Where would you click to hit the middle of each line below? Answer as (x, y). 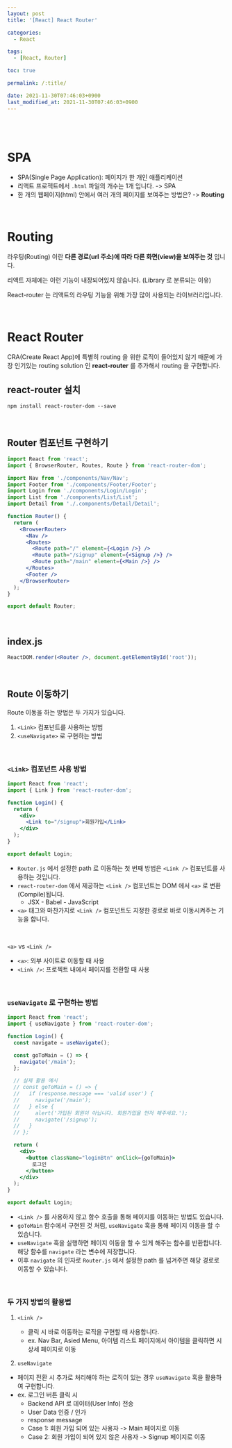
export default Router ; (42, 606)
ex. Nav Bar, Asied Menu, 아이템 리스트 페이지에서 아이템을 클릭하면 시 (125, 1340)
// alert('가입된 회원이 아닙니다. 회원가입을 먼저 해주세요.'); (101, 1113)
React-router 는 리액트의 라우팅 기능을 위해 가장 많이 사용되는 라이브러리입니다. (115, 295)
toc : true (22, 71)
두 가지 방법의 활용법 (39, 1301)
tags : (15, 52)
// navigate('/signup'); (56, 1120)
